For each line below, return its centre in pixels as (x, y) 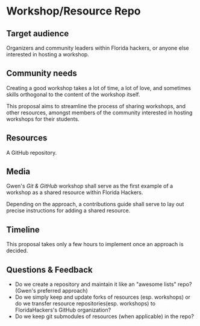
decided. (17, 251)
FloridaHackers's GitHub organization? (63, 310)
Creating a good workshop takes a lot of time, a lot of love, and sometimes (99, 88)
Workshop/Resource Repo (73, 11)
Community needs (42, 73)
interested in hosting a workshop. (48, 54)
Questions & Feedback (49, 269)
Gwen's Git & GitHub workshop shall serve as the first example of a (90, 186)
